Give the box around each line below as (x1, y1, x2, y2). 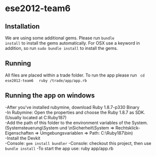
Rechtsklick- (115, 125, 140, 131)
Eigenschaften (5, 130, 34, 136)
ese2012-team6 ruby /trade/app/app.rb (5, 78, 87, 83)
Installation (5, 22, 40, 31)
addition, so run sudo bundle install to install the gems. (5, 46, 118, 51)
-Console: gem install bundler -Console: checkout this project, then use (5, 140, 152, 146)
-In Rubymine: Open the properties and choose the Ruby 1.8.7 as (5, 109, 135, 115)
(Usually (5, 114, 22, 120)
